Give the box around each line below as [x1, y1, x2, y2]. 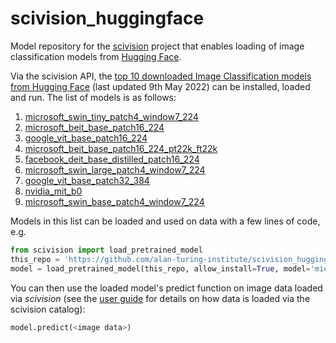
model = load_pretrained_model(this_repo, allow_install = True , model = [10, 263, 311, 274]
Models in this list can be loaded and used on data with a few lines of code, [10, 215, 321, 227]
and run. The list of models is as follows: [10, 91, 177, 103]
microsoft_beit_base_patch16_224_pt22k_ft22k [24, 142, 218, 154]
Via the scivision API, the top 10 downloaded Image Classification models [10, 70, 312, 82]
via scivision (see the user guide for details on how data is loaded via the [10, 292, 311, 304]
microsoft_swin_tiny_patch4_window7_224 [24, 110, 199, 122]
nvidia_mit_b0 [24, 185, 83, 197]
